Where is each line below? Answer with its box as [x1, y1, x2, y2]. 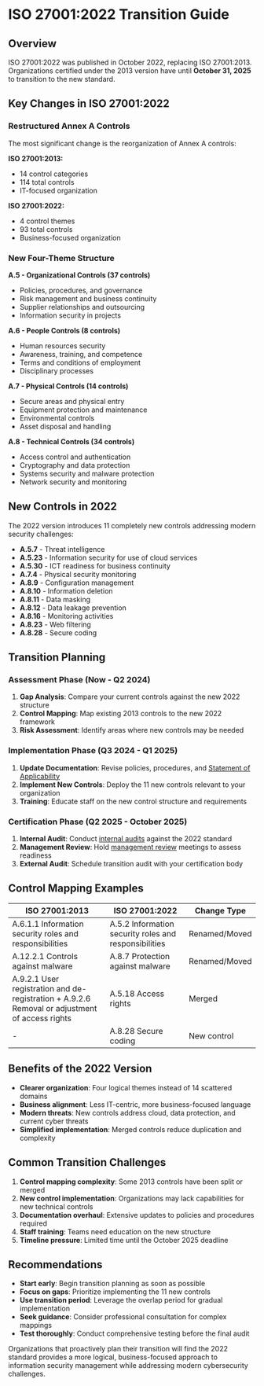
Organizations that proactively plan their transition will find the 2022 [8, 1344, 228, 1354]
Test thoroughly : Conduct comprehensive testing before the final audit [19, 1329, 250, 1338]
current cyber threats [19, 1116, 89, 1126]
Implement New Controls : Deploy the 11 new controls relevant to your [19, 780, 246, 789]
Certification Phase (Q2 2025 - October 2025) [8, 816, 188, 827]
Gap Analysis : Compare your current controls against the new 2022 [19, 692, 240, 701]
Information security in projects [19, 311, 122, 320]
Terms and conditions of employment [19, 358, 141, 367]
